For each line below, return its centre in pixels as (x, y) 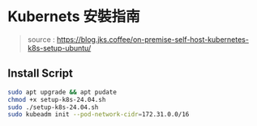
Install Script (41, 73)
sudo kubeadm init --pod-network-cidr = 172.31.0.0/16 (99, 115)
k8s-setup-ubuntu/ (59, 48)
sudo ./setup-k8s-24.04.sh (53, 107)
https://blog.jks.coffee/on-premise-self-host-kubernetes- (152, 39)
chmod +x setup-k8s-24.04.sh (57, 99)
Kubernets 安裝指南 (74, 17)
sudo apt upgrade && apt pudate (62, 92)
